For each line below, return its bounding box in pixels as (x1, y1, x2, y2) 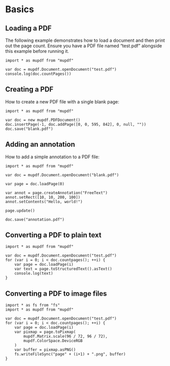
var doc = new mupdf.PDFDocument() (5, 117, 81, 123)
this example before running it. (5, 48, 70, 54)
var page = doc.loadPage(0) (5, 181, 65, 186)
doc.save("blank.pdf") (5, 126, 53, 131)
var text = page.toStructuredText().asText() (14, 266, 113, 272)
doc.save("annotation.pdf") (5, 217, 65, 222)
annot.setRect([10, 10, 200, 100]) (5, 194, 81, 200)
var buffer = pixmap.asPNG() (14, 347, 76, 352)
